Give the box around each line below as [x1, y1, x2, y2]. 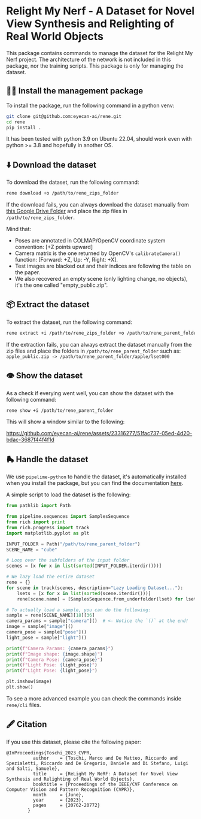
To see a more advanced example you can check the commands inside [6, 694, 181, 702]
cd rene [6, 119, 26, 125]
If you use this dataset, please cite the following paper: [6, 738, 142, 745]
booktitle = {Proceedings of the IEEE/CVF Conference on [32, 781, 178, 787]
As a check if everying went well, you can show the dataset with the [6, 389, 174, 396]
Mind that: [6, 226, 32, 233]
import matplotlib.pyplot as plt [6, 530, 90, 536]
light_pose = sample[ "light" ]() [6, 635, 87, 641]
